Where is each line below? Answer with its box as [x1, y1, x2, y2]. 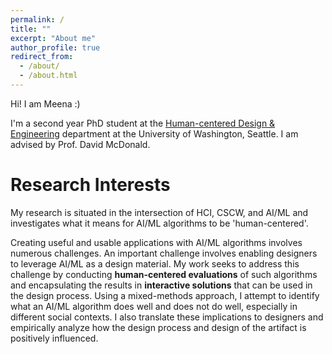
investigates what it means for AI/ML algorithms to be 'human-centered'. [10, 217, 309, 229]
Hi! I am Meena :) [10, 97, 81, 110]
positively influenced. [10, 332, 99, 344]
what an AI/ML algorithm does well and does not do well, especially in [10, 300, 298, 312]
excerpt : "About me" [10, 33, 97, 43]
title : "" [10, 24, 52, 34]
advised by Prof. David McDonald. [10, 138, 151, 150]
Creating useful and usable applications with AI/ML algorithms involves [10, 236, 303, 248]
